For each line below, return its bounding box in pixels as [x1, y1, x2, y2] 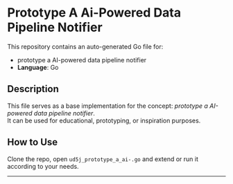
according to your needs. [7, 162, 79, 170]
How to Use [7, 136, 58, 148]
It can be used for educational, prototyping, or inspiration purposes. [7, 116, 201, 125]
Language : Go [17, 63, 59, 71]
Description [7, 83, 59, 95]
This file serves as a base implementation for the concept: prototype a [7, 102, 208, 110]
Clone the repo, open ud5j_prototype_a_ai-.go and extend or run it [7, 154, 199, 163]
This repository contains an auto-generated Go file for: [7, 42, 164, 50]
